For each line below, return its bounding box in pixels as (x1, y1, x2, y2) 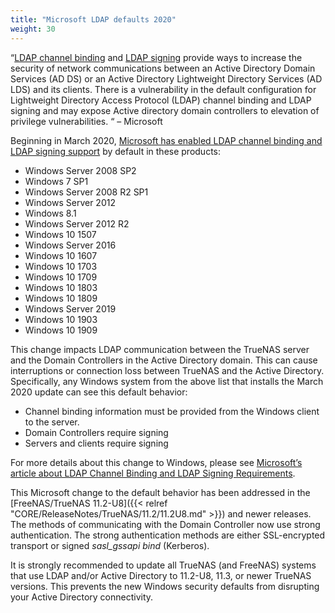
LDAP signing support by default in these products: (10, 145, 222, 157)
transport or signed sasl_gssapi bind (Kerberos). (10, 539, 210, 551)
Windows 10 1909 (24, 324, 98, 336)
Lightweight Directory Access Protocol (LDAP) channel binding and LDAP (10, 94, 312, 106)
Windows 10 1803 (24, 281, 98, 293)
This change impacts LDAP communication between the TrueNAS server (10, 343, 310, 355)
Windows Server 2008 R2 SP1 (24, 186, 149, 198)
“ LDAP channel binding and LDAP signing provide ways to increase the (10, 51, 303, 63)
